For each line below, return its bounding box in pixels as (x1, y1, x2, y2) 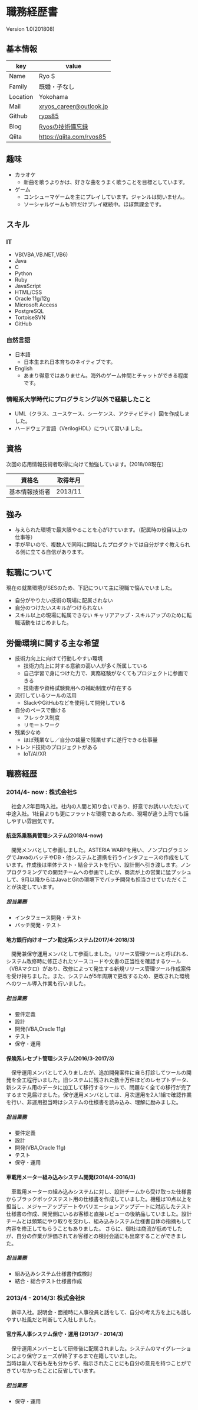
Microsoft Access (14, 301, 58, 308)
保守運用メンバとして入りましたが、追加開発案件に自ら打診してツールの (11, 1069, 187, 1076)
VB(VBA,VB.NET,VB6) (14, 251, 68, 258)
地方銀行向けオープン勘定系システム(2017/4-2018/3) (6, 936, 135, 943)
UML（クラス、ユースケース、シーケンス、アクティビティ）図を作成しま (14, 409, 190, 417)
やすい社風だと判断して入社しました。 (6, 1316, 99, 1323)
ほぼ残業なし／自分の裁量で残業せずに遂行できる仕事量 (23, 736, 158, 743)
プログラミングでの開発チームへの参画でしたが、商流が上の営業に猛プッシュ (6, 868, 192, 876)
